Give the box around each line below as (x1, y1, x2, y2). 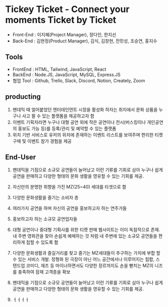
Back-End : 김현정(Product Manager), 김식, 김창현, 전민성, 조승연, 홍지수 (12, 38, 157, 44)
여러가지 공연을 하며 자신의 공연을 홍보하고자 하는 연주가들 (12, 205, 127, 211)
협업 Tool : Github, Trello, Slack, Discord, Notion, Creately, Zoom (12, 77, 145, 84)
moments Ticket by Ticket (5, 14, 117, 26)
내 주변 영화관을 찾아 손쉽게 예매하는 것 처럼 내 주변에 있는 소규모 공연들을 (12, 233, 157, 239)
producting (5, 92, 41, 101)
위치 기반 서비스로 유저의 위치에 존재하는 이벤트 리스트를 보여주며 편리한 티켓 (12, 132, 163, 138)
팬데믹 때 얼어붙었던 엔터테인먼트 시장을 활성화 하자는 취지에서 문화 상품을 (12, 106, 158, 112)
